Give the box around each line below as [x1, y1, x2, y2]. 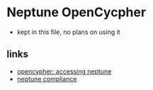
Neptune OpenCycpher [6, 4, 147, 21]
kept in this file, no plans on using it [16, 28, 121, 36]
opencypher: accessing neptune [16, 67, 112, 75]
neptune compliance [16, 74, 77, 83]
